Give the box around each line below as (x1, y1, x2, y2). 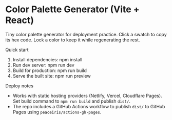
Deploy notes (5, 83, 33, 89)
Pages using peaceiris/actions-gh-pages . (12, 109, 102, 115)
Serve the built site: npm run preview (12, 73, 91, 79)
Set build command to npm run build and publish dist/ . (12, 98, 131, 104)
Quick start (5, 46, 29, 53)
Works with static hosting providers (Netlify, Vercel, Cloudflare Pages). (12, 92, 163, 99)
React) (5, 14, 34, 26)
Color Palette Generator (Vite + (5, 4, 140, 15)
